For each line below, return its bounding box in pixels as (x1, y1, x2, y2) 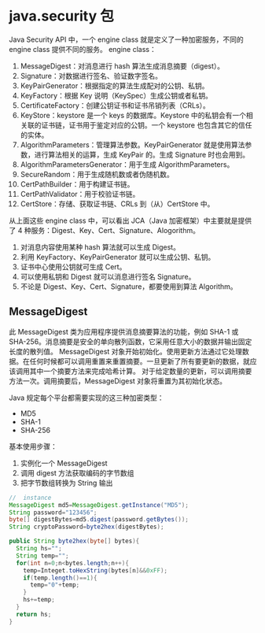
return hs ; (16, 610, 52, 618)
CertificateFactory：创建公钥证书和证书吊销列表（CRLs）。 (20, 100, 211, 110)
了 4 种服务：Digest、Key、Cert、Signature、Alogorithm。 (9, 225, 200, 235)
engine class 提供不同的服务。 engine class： (9, 44, 156, 54)
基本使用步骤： (9, 442, 57, 451)
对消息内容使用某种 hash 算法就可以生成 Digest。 (20, 242, 180, 252)
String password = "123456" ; (9, 509, 98, 516)
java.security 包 (9, 7, 115, 25)
